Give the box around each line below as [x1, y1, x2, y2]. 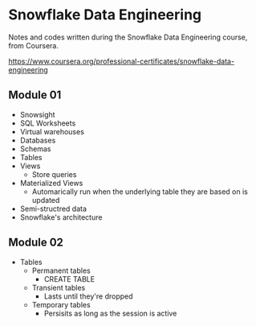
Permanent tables [31, 266, 91, 275]
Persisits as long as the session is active [43, 308, 177, 318]
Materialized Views [19, 178, 83, 188]
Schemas [19, 143, 51, 154]
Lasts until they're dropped [43, 291, 134, 301]
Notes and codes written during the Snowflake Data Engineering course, [8, 32, 248, 42]
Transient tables [31, 283, 86, 292]
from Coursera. [8, 40, 59, 50]
